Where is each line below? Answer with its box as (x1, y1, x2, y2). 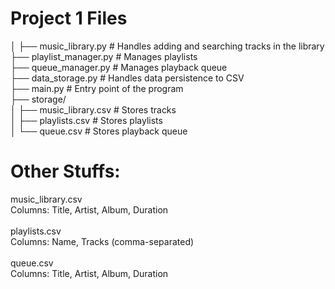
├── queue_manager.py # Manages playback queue (10, 61, 228, 73)
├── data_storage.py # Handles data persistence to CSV (10, 72, 245, 84)
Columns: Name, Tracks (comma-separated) (10, 235, 195, 247)
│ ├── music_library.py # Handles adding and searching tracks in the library (10, 40, 325, 52)
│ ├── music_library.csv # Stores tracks (10, 103, 177, 116)
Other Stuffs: (10, 160, 121, 183)
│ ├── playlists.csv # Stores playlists (10, 114, 163, 126)
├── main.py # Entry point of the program (10, 82, 184, 94)
